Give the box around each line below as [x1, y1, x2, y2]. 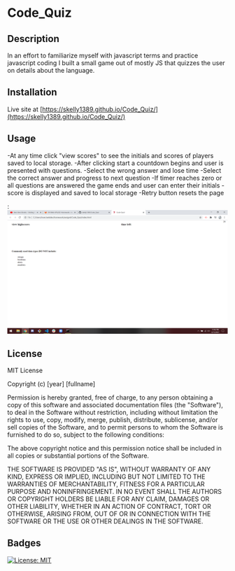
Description [7, 33, 59, 45]
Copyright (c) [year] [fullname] [7, 379, 96, 388]
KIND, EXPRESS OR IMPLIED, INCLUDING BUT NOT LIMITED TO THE [7, 472, 206, 481]
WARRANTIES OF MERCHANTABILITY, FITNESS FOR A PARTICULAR [7, 479, 205, 488]
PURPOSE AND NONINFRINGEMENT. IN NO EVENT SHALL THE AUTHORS [7, 487, 222, 495]
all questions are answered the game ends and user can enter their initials [7, 181, 220, 190]
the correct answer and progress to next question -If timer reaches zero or [7, 174, 222, 182]
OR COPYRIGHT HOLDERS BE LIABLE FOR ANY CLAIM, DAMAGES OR [7, 495, 210, 503]
